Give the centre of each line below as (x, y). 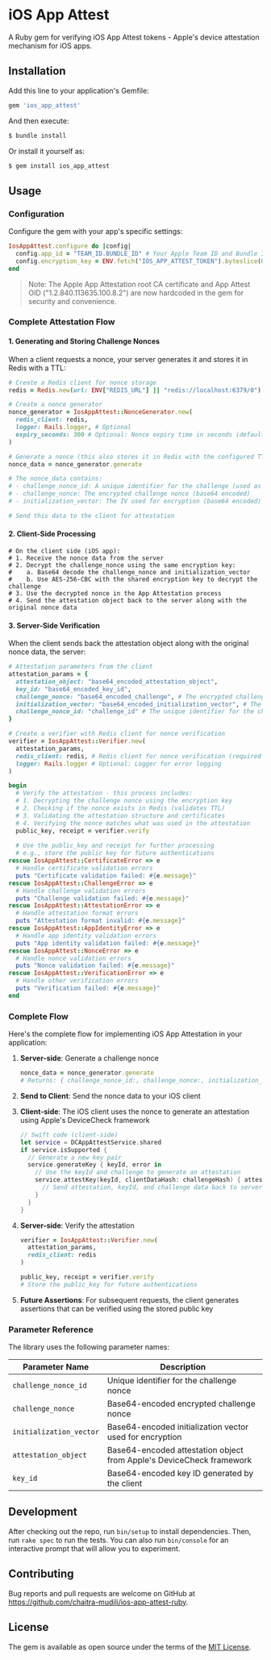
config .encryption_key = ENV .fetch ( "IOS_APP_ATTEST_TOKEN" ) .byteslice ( (139, 261)
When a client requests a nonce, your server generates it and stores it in (128, 359)
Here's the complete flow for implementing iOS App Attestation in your (125, 1034)
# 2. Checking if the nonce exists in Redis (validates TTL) (121, 808)
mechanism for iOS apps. (50, 45)
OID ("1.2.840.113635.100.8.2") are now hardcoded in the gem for (136, 293)
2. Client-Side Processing (52, 534)
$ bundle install (38, 136)
